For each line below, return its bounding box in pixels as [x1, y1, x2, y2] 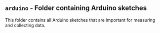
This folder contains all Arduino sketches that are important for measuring [5, 17, 156, 23]
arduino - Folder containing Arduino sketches [5, 4, 147, 12]
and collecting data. [5, 22, 45, 28]
